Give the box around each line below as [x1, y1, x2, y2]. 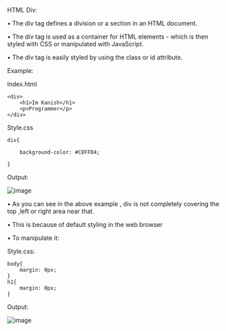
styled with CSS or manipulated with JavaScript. [7, 40, 144, 48]
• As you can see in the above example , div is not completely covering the [7, 200, 220, 208]
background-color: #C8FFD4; [19, 149, 100, 156]
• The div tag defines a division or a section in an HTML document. [7, 19, 198, 27]
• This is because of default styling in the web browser [7, 221, 163, 228]
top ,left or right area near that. [7, 207, 94, 215]
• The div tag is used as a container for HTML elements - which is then [7, 32, 209, 41]
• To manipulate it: [7, 234, 60, 242]
